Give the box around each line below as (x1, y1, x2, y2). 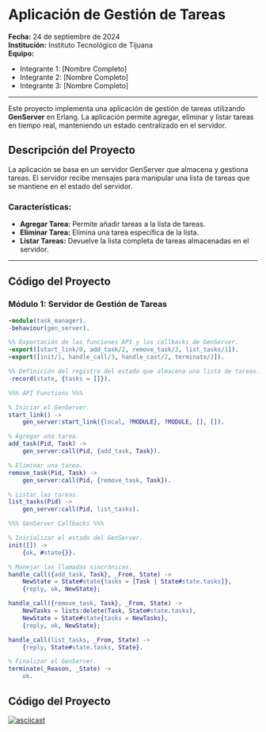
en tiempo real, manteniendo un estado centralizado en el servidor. (8, 121, 227, 130)
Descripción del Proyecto (8, 144, 136, 157)
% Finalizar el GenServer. (8, 657, 97, 665)
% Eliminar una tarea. (8, 462, 83, 469)
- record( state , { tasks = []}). (8, 374, 112, 382)
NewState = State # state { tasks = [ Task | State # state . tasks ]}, (22, 577, 232, 586)
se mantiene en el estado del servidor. (8, 181, 133, 191)
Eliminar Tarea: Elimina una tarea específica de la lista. (19, 228, 199, 237)
